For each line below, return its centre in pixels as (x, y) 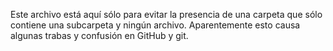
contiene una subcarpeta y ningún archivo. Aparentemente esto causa (155, 25)
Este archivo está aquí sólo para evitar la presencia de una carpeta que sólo (166, 14)
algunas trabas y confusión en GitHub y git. (99, 35)
